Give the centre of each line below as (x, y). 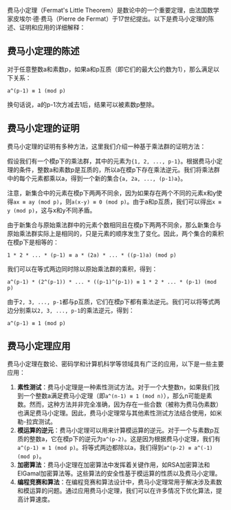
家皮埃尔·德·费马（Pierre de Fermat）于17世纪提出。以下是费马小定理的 (108, 19)
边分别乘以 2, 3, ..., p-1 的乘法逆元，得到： (71, 310)
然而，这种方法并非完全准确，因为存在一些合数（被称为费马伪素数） (125, 404)
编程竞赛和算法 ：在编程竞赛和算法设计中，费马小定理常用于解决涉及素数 (119, 482)
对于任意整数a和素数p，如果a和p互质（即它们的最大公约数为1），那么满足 (110, 69)
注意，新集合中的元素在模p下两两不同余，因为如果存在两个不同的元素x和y (112, 193)
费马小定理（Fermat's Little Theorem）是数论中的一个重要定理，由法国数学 (113, 10)
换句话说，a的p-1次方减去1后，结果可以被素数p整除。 (82, 104)
